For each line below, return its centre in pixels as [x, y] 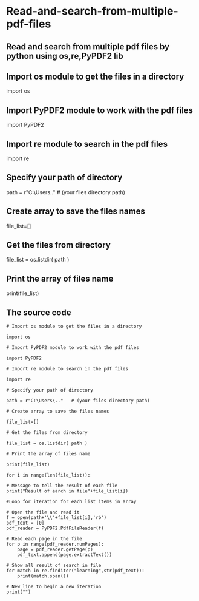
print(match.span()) [43, 576]
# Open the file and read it [43, 512]
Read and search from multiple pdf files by [88, 46]
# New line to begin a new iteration [54, 587]
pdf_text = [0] [25, 523]
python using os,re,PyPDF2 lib [65, 56]
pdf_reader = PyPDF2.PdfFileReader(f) [55, 528]
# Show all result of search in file [54, 566]
